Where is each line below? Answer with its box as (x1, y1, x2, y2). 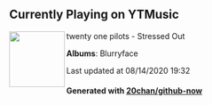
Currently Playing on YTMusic (9, 7, 179, 22)
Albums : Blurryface (66, 48, 139, 59)
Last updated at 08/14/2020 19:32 (66, 65, 191, 76)
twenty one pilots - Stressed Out (66, 30, 185, 41)
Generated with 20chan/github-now (66, 85, 203, 96)
